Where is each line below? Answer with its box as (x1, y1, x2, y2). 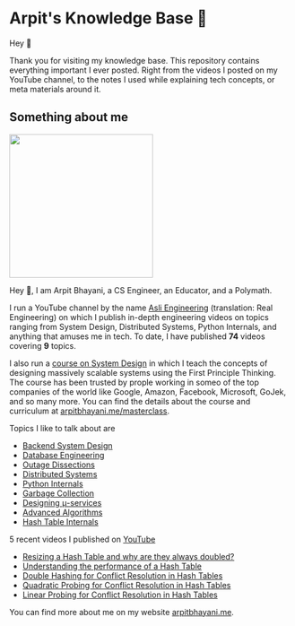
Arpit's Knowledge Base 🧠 (9, 8, 208, 29)
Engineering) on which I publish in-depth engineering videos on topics (9, 311, 269, 322)
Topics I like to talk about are (9, 422, 116, 433)
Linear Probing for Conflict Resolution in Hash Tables (22, 589, 218, 600)
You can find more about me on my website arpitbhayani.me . (9, 606, 235, 617)
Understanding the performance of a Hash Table (22, 561, 202, 571)
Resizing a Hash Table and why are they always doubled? (22, 551, 235, 561)
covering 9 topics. (9, 340, 76, 351)
